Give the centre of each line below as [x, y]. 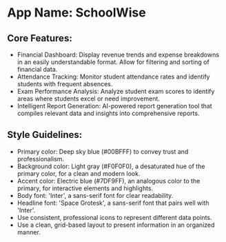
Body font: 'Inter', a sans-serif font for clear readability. [95, 195]
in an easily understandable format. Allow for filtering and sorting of [113, 62]
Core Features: [40, 38]
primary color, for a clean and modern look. [79, 173]
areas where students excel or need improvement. [89, 99]
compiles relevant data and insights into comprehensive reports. [108, 113]
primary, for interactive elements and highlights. [85, 188]
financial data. [37, 69]
